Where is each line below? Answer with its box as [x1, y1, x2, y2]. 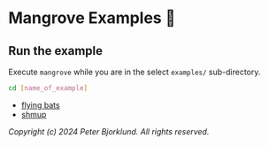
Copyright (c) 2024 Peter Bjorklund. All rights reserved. [8, 126, 210, 136]
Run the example [8, 43, 104, 58]
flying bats [20, 99, 60, 110]
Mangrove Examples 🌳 [8, 8, 176, 28]
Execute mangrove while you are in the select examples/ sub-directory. [8, 66, 261, 77]
